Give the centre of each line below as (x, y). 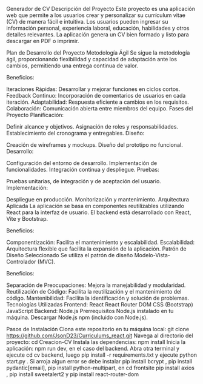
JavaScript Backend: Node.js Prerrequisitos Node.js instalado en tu (90, 311)
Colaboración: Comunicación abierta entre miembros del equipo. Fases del (100, 108)
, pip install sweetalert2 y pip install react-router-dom (73, 374)
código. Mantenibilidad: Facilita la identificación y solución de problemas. (98, 298)
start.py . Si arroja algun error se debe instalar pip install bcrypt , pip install (99, 361)
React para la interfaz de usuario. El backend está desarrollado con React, (99, 212)
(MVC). (46, 261)
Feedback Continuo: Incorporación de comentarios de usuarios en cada (96, 96)
